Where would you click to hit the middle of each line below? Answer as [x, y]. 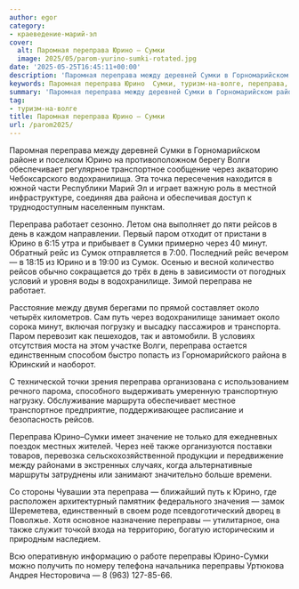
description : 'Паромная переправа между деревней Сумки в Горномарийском [149, 76]
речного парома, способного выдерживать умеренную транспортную [144, 391]
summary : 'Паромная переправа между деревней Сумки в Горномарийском [141, 92]
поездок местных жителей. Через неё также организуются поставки [141, 446]
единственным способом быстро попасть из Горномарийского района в [148, 355]
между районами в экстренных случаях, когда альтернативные [131, 465]
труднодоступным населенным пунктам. [87, 207]
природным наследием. [55, 539]
